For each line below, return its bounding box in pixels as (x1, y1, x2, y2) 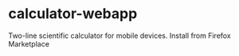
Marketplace (8, 39, 50, 48)
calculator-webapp (8, 5, 138, 23)
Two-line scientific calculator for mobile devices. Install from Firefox (8, 31, 231, 40)
